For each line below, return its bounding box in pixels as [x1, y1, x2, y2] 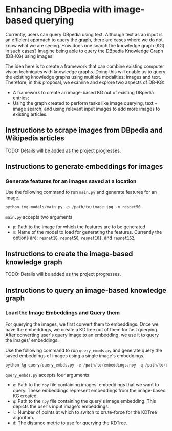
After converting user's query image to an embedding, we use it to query [5, 332, 159, 338]
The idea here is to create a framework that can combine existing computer [5, 63, 165, 69]
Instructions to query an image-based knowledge [5, 286, 167, 295]
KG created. [12, 393, 38, 399]
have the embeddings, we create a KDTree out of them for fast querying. [5, 326, 159, 332]
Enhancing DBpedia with [5, 4, 112, 15]
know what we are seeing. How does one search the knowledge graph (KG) [5, 42, 165, 48]
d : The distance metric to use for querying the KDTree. [12, 420, 128, 426]
